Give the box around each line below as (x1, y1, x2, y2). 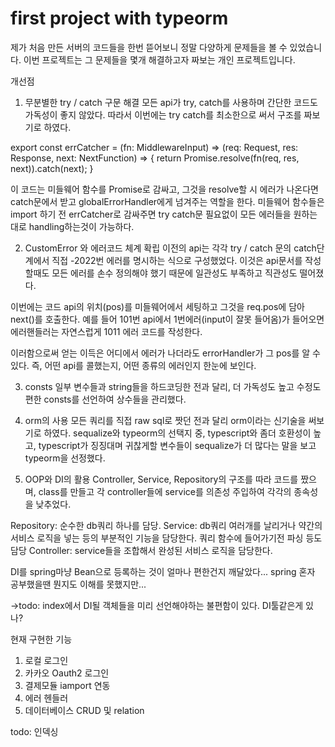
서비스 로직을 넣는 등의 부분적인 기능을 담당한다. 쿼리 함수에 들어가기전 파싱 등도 (10, 532, 323, 544)
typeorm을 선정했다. (24, 452, 106, 464)
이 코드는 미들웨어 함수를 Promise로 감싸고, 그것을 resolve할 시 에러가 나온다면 (10, 183, 319, 195)
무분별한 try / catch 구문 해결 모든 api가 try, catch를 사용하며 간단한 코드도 (24, 96, 318, 108)
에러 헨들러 (24, 692, 69, 704)
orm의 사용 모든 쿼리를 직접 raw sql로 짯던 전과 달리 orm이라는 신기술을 (24, 414, 307, 426)
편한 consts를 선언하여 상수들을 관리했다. (24, 393, 187, 405)
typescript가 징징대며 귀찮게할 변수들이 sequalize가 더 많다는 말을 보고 (38, 439, 317, 451)
